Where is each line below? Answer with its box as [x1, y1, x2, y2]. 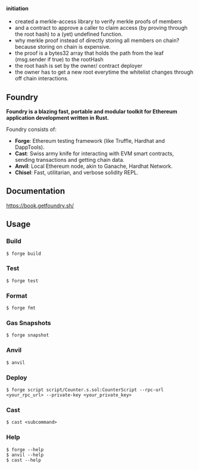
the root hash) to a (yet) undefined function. [14, 30, 123, 38]
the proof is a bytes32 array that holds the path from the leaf [14, 49, 164, 57]
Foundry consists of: [6, 126, 57, 133]
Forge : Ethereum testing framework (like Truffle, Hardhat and [14, 137, 165, 145]
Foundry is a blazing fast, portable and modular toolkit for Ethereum [6, 108, 178, 115]
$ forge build [6, 251, 42, 257]
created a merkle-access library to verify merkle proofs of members [14, 18, 182, 25]
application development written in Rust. [6, 114, 109, 121]
